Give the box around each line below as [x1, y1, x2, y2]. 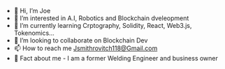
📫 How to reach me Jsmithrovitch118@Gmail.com [13, 44, 158, 52]
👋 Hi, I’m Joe [13, 7, 51, 15]
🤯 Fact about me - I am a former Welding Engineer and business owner [13, 54, 219, 62]
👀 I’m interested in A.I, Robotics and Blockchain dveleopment [13, 14, 189, 22]
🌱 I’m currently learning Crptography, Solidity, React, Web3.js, [13, 22, 192, 29]
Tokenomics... [13, 29, 55, 37]
